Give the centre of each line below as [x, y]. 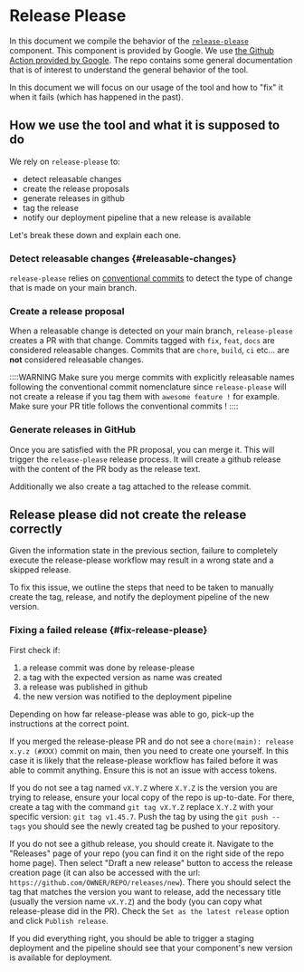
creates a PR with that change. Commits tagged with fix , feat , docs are [142, 341]
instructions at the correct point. [69, 723]
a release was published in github [85, 687]
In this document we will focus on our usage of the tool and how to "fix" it [146, 87]
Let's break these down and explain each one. [95, 235]
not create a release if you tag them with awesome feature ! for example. [145, 397]
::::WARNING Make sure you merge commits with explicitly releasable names [152, 378]
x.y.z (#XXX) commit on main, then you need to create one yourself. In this [149, 751]
